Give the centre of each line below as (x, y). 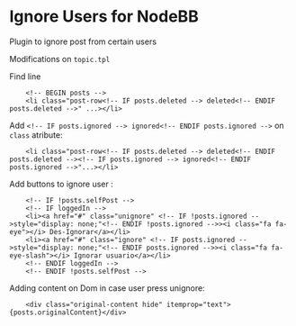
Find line (25, 76)
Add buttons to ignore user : (62, 184)
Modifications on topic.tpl (60, 59)
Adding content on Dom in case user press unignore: (107, 288)
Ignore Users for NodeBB (104, 17)
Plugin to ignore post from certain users (83, 41)
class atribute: (36, 135)
